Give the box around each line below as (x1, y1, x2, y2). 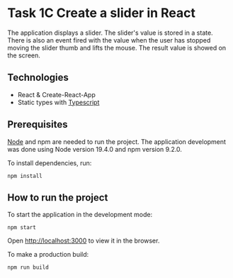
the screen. (7, 51, 41, 60)
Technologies (7, 72, 69, 84)
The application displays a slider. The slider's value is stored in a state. (7, 28, 214, 37)
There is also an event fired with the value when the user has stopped (7, 35, 211, 44)
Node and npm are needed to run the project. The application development (7, 137, 227, 146)
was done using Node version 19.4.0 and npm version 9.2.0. (7, 145, 183, 153)
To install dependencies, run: (7, 158, 92, 167)
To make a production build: (7, 250, 89, 259)
